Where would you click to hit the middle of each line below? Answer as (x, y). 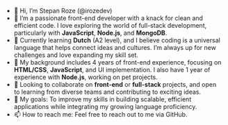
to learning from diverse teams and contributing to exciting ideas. (107, 92)
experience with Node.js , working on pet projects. (85, 77)
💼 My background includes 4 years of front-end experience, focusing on (117, 62)
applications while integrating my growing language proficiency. (105, 107)
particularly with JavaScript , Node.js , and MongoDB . (90, 33)
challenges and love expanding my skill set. (76, 55)
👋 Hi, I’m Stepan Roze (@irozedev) (63, 11)
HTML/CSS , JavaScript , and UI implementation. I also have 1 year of (112, 70)
